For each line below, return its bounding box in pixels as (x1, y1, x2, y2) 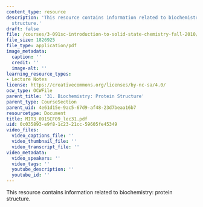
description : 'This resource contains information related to (6, 15, 166, 21)
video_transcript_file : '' (11, 143, 80, 150)
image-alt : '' (11, 65, 47, 71)
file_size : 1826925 (6, 37, 56, 43)
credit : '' (11, 59, 39, 65)
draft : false (6, 25, 39, 32)
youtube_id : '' (11, 172, 50, 179)
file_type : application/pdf (6, 43, 77, 49)
